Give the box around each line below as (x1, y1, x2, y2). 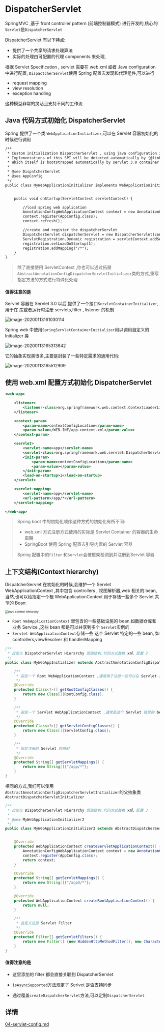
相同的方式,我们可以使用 (5, 783, 54, 789)
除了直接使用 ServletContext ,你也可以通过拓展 (17, 265, 112, 270)
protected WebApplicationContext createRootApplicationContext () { (14, 898, 155, 903)
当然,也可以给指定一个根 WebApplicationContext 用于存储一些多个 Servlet (5, 594, 154, 600)
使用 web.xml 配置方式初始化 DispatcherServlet (5, 378, 152, 386)
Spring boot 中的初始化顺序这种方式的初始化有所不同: (17, 519, 125, 525)
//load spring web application (23, 205, 87, 210)
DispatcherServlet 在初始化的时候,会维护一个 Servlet (5, 582, 111, 588)
